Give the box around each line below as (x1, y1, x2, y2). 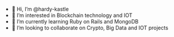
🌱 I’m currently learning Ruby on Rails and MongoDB (11, 18, 139, 25)
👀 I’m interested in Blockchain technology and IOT (11, 12, 133, 19)
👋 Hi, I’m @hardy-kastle (11, 6, 69, 12)
